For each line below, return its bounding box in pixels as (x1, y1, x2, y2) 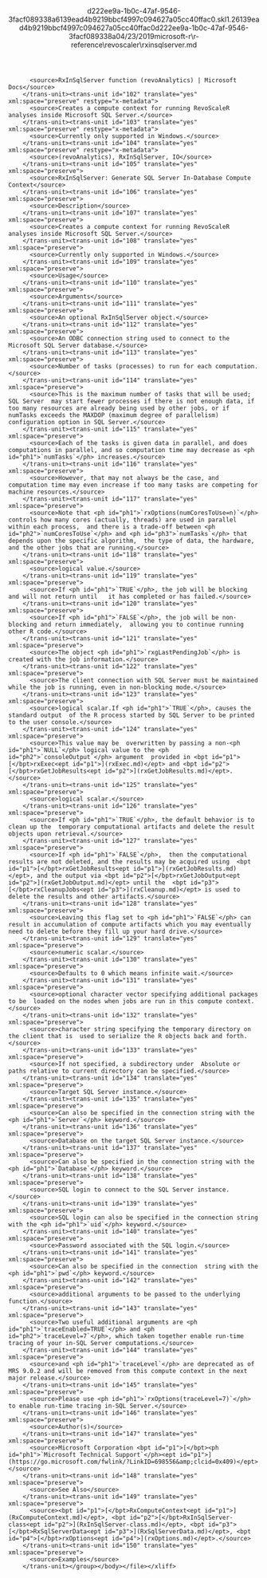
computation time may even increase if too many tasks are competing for (8, 481, 259, 489)
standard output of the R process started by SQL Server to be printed (8, 711, 255, 719)
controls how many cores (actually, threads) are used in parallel (8, 516, 238, 524)
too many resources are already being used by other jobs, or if (8, 404, 230, 412)
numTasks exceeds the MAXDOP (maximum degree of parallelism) (8, 411, 219, 419)
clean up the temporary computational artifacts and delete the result (8, 823, 255, 831)
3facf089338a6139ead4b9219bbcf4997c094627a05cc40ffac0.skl (8, 14, 227, 24)
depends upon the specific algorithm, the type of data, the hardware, (8, 537, 255, 545)
